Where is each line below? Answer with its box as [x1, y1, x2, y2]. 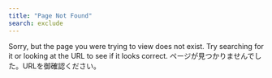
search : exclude [8, 19, 63, 27]
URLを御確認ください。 [22, 61, 101, 71]
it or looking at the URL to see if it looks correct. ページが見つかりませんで [8, 51, 255, 60]
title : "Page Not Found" [8, 11, 93, 20]
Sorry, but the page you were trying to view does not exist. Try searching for [8, 41, 264, 51]
